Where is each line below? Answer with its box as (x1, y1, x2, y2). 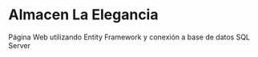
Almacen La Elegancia (8, 6, 159, 24)
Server (8, 40, 30, 50)
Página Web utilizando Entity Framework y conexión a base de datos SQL (8, 32, 251, 42)
